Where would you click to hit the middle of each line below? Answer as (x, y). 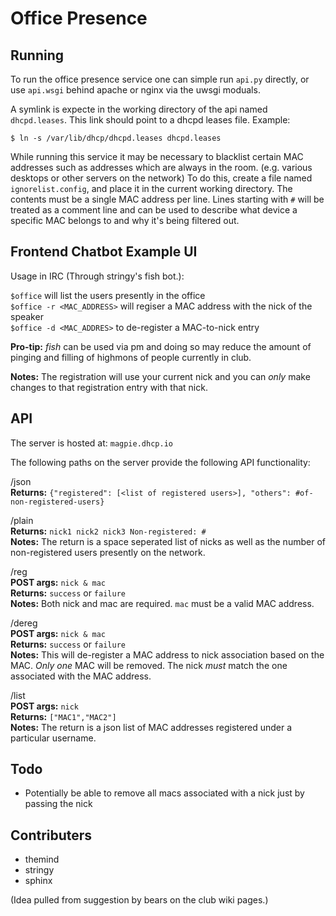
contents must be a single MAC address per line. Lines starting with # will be (167, 199)
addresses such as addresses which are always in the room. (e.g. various (161, 167)
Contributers (51, 835)
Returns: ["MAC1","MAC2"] (63, 716)
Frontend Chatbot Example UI (104, 252)
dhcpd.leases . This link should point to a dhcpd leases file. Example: (150, 120)
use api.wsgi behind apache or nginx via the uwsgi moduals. (135, 90)
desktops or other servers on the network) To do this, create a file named (161, 178)
